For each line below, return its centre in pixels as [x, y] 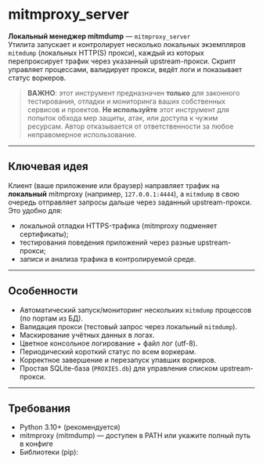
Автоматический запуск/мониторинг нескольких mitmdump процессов [135, 310]
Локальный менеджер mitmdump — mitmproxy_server [99, 36]
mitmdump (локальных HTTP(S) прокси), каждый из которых [106, 53]
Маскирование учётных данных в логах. [87, 335]
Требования [39, 408]
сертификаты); [44, 234]
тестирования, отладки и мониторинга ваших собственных [126, 101]
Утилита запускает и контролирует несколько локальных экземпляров [127, 44]
